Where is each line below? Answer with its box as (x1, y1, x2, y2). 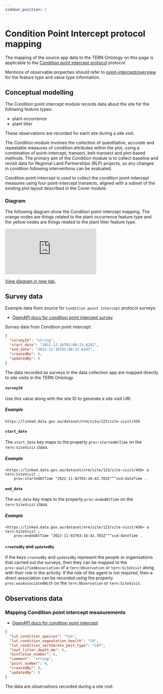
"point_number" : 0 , (9, 661, 49, 666)
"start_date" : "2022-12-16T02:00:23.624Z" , (9, 342, 99, 348)
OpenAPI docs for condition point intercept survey (12, 315, 113, 320)
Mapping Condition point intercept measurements (5, 609, 126, 616)
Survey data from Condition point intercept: (5, 324, 92, 330)
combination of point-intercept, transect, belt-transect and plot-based (5, 150, 145, 156)
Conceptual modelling (5, 88, 74, 96)
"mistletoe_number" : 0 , (9, 652, 57, 657)
